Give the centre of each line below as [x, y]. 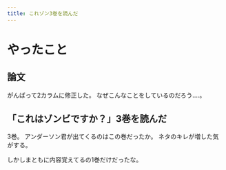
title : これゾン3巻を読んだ [43, 13]
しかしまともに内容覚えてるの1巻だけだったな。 [75, 160]
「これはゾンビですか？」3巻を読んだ [87, 119]
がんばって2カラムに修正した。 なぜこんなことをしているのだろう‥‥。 [106, 95]
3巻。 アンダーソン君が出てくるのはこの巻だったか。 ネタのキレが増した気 [113, 137]
